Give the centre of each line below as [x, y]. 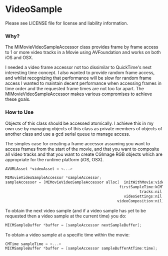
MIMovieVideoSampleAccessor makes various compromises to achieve [79, 94]
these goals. [18, 99]
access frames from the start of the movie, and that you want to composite [82, 149]
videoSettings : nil [143, 196]
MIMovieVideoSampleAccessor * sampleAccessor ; [53, 178]
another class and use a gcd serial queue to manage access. [68, 134]
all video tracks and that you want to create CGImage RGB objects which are [84, 154]
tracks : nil [151, 192]
